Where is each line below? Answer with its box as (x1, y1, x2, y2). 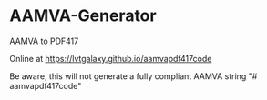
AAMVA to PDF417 (9, 35, 79, 46)
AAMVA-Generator (9, 5, 157, 26)
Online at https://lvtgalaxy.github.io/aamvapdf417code (9, 53, 212, 64)
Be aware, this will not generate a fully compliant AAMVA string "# (9, 70, 258, 82)
